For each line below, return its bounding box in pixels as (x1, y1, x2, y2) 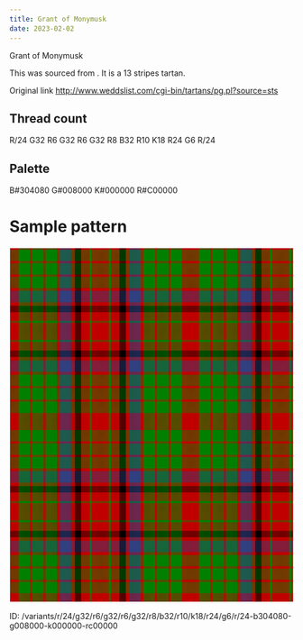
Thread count (9, 111, 87, 126)
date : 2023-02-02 (9, 23, 75, 33)
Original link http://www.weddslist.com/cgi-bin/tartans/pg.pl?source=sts (9, 85, 279, 96)
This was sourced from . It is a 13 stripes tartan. (9, 68, 187, 78)
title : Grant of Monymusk (9, 14, 106, 23)
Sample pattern (9, 216, 128, 237)
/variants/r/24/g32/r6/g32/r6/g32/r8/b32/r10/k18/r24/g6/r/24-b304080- (21, 611, 292, 622)
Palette (9, 160, 50, 176)
